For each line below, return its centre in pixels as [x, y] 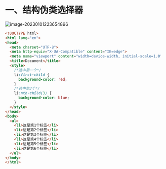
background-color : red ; [43, 79]
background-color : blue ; [44, 98]
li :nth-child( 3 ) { [33, 93]
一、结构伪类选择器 [44, 10]
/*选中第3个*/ [27, 89]
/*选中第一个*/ [28, 70]
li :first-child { [32, 75]
